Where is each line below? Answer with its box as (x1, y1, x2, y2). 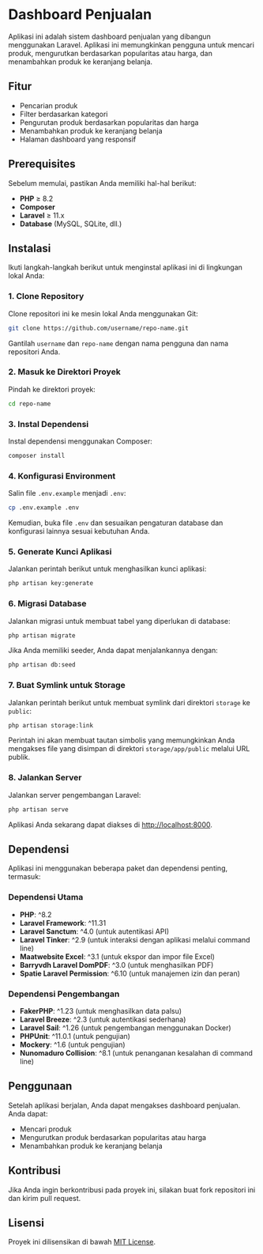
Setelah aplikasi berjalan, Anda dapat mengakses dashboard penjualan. (8, 1101, 241, 1110)
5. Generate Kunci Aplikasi (8, 546, 112, 557)
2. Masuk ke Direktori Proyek (8, 366, 121, 377)
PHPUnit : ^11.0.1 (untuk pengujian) (19, 1032, 130, 1041)
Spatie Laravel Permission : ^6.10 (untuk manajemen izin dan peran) (19, 969, 241, 978)
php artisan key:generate (8, 580, 93, 587)
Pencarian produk (19, 100, 78, 110)
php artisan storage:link (8, 721, 93, 729)
